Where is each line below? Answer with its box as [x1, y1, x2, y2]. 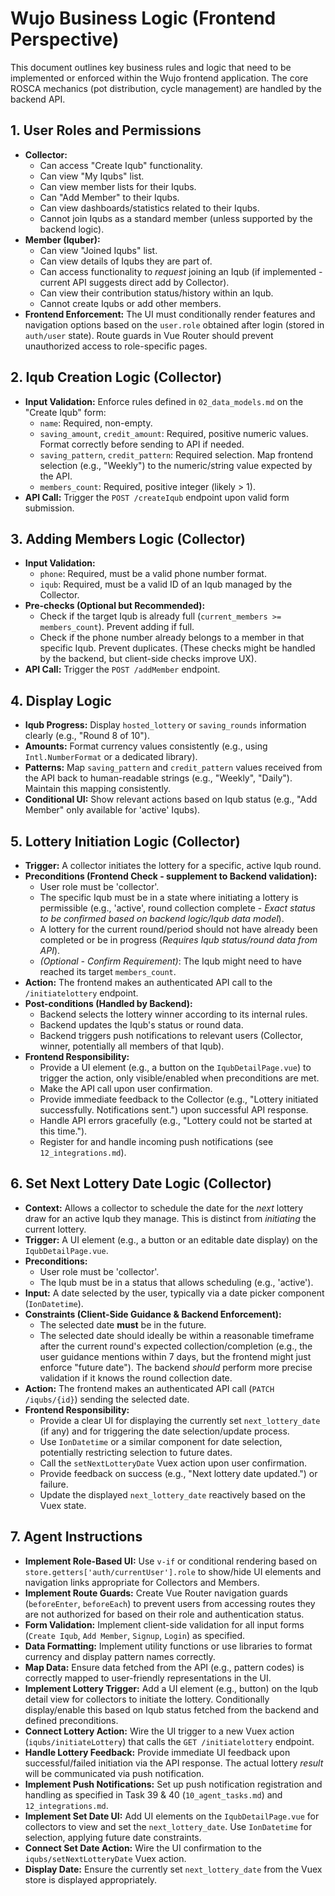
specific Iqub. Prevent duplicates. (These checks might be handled [39, 642, 316, 654]
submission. [24, 502, 75, 514]
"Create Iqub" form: [24, 406, 107, 418]
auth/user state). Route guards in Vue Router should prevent [24, 329, 274, 341]
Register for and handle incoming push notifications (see [39, 1136, 274, 1147]
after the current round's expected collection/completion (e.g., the [39, 1340, 313, 1352]
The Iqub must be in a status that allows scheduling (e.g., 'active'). [39, 1276, 314, 1288]
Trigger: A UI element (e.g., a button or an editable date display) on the [24, 1233, 318, 1246]
